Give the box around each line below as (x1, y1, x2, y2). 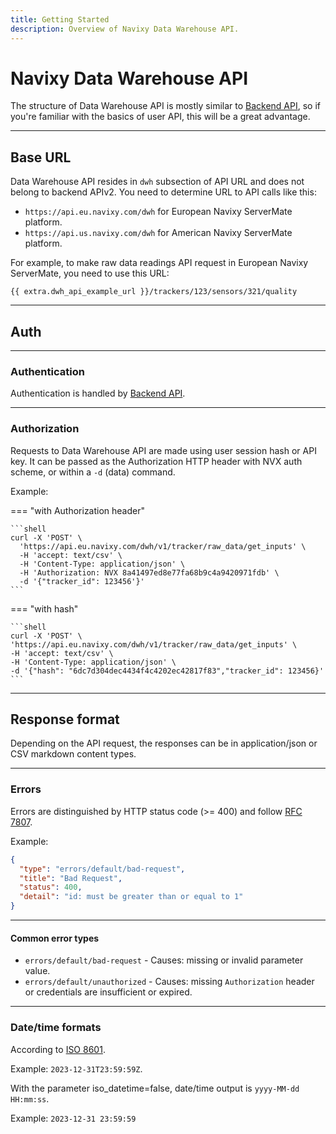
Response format (10, 711, 120, 728)
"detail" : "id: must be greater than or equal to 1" (19, 892, 244, 902)
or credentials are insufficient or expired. (24, 986, 193, 998)
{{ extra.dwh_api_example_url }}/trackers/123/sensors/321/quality (10, 287, 298, 297)
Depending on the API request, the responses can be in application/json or (10, 737, 318, 750)
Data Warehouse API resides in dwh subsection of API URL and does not (10, 176, 305, 188)
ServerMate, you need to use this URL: (10, 267, 170, 280)
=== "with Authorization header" (10, 504, 146, 516)
